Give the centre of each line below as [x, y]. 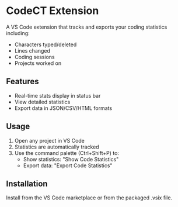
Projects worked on [38, 63]
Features [22, 82]
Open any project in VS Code [49, 140]
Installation [27, 183]
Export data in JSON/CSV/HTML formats [63, 108]
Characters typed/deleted [46, 44]
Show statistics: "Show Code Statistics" [71, 159]
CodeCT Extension [53, 11]
